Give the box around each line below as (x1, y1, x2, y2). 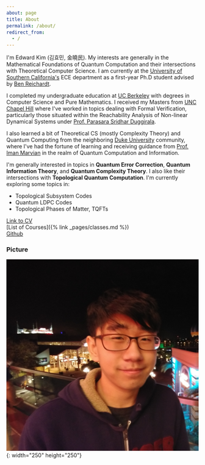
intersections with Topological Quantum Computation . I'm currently (6, 174, 179, 181)
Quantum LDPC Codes (15, 199, 72, 206)
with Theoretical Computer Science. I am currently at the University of (6, 67, 182, 74)
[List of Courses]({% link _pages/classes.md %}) (6, 223, 129, 231)
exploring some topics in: (6, 181, 70, 188)
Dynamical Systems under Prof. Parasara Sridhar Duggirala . (6, 118, 157, 125)
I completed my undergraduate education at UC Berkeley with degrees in (6, 92, 190, 99)
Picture (6, 245, 29, 254)
